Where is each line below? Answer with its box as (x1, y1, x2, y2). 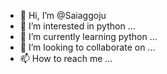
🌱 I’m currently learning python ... (19, 31, 158, 42)
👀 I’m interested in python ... (19, 20, 136, 32)
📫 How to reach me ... (19, 53, 113, 64)
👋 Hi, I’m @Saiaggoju (19, 10, 107, 21)
